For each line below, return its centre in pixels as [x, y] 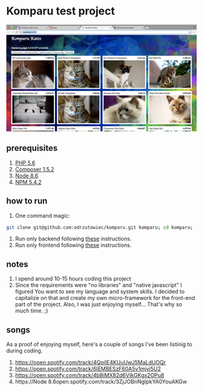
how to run [27, 201]
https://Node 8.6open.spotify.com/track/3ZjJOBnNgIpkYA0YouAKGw [101, 382]
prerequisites [32, 148]
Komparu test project [61, 11]
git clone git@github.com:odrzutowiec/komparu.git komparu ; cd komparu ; [100, 227]
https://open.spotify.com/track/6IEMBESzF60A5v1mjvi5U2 [88, 369]
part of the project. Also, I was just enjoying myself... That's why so [98, 304]
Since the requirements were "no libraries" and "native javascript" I [98, 285]
